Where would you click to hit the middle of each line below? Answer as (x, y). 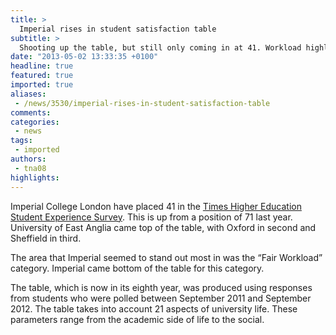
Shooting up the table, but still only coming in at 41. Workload (160, 47)
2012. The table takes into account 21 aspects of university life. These (154, 308)
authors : (28, 159)
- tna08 (30, 168)
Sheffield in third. (46, 238)
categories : (35, 122)
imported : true (42, 85)
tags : (21, 141)
